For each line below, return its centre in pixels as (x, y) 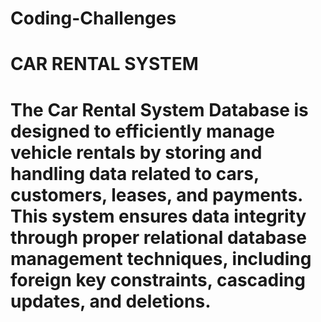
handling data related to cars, (135, 173)
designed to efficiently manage (142, 131)
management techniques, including (161, 258)
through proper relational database (158, 237)
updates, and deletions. (111, 301)
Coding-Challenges (93, 18)
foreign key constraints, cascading (158, 279)
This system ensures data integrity (158, 216)
